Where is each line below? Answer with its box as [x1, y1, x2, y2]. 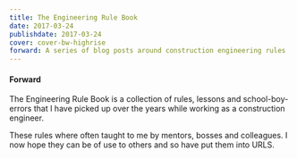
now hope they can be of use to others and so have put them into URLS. [9, 139, 276, 150]
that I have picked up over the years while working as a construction [33, 104, 285, 114]
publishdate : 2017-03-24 [9, 29, 102, 38]
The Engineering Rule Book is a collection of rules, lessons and [9, 94, 242, 105]
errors [9, 104, 32, 114]
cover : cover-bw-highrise [9, 38, 106, 47]
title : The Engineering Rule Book [9, 13, 139, 22]
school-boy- [242, 94, 289, 105]
